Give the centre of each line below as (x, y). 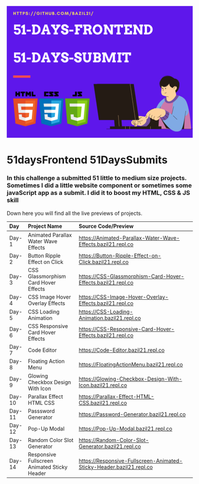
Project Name (45, 226)
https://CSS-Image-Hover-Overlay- (124, 297)
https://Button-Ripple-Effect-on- (120, 256)
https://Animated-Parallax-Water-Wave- (129, 238)
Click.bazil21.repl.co (104, 261)
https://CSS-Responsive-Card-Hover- (127, 329)
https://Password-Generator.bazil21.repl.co (132, 414)
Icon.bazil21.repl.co (103, 385)
